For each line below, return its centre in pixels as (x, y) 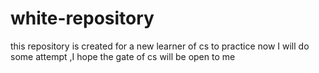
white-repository (82, 18)
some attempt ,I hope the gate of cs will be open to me (123, 56)
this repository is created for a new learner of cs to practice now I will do (160, 46)
